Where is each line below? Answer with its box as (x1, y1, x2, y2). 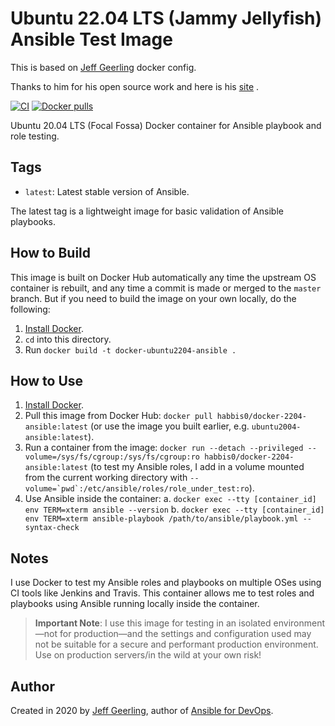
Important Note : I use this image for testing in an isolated (34, 617, 272, 629)
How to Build (10, 245, 92, 262)
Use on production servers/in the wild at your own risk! (34, 649, 262, 661)
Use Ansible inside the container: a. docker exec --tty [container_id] (24, 493, 317, 505)
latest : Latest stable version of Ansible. (24, 185, 190, 197)
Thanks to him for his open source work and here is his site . (10, 80, 260, 92)
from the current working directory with (24, 472, 188, 484)
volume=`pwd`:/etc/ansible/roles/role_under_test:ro (24, 484, 250, 494)
